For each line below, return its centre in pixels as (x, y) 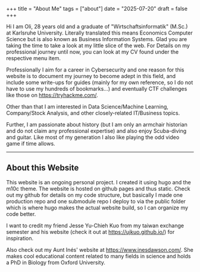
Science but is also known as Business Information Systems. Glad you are (97, 39)
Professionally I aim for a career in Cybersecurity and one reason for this (95, 70)
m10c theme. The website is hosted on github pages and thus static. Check (98, 188)
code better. (21, 214)
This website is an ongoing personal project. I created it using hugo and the (99, 182)
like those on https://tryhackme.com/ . (52, 95)
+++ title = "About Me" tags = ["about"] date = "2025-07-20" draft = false (97, 9)
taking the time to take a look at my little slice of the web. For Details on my (98, 45)
